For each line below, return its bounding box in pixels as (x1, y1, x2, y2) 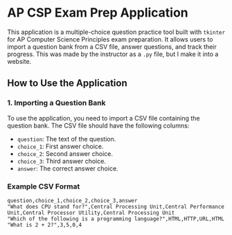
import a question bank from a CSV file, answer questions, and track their (7, 42, 217, 51)
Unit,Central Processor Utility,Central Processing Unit (7, 209, 175, 216)
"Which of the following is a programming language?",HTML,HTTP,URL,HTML (7, 215, 225, 223)
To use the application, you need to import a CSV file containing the (7, 114, 200, 122)
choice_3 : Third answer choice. (17, 157, 106, 165)
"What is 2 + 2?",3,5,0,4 (7, 221, 82, 228)
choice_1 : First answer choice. (17, 142, 104, 150)
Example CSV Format (7, 182, 80, 191)
